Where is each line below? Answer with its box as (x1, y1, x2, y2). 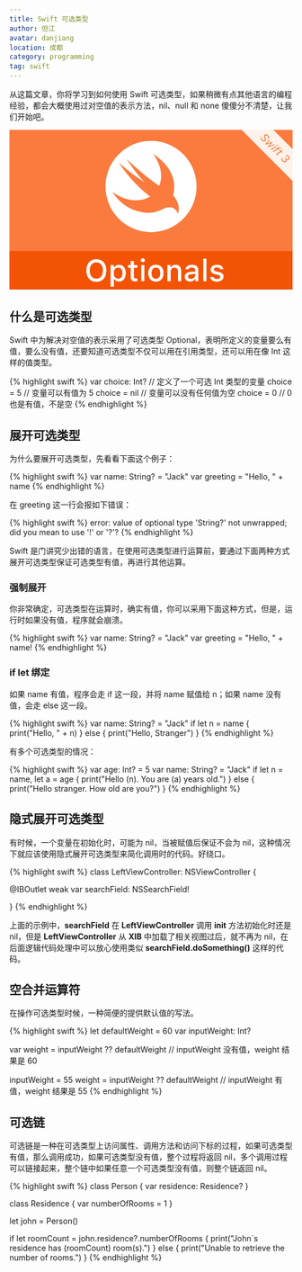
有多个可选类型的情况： (9, 746, 96, 757)
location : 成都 (9, 43, 64, 52)
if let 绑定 (9, 667, 50, 679)
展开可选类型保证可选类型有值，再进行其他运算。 (9, 557, 191, 568)
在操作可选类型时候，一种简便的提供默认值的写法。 (9, 1008, 199, 1018)
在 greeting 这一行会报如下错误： (9, 499, 132, 510)
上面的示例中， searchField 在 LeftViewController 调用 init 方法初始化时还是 (9, 919, 292, 930)
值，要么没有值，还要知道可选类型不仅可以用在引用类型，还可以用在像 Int (9, 346, 281, 357)
